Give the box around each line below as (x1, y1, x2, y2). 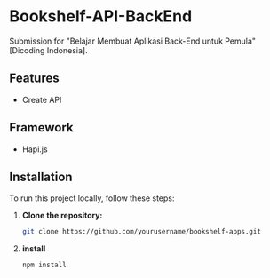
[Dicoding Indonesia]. (9, 44, 88, 55)
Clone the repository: (21, 210, 103, 221)
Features (9, 71, 60, 86)
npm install (21, 260, 67, 270)
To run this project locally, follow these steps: (9, 193, 175, 203)
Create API (21, 94, 62, 105)
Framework (9, 120, 74, 135)
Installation (9, 169, 73, 184)
